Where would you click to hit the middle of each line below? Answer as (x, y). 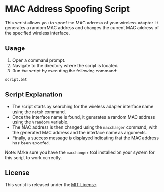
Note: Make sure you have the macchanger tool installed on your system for (80, 152)
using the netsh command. (39, 112)
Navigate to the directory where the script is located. (65, 65)
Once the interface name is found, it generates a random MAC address (83, 117)
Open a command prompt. (39, 60)
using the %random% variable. (40, 122)
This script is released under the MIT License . (51, 185)
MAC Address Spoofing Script (67, 9)
